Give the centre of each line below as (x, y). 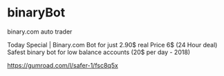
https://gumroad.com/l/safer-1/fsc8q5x (63, 65)
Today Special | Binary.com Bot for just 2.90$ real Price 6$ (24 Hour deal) (112, 45)
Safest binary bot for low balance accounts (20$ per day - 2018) (99, 52)
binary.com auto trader (40, 31)
